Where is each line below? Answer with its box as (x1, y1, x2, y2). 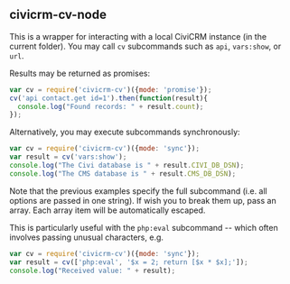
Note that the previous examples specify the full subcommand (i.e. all (9, 185, 268, 197)
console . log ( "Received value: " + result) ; (9, 266, 176, 275)
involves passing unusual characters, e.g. (9, 232, 164, 243)
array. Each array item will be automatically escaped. (9, 205, 206, 215)
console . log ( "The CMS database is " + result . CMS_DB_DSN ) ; (9, 169, 237, 179)
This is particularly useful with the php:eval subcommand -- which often (9, 222, 278, 233)
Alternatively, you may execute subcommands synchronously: (9, 126, 241, 138)
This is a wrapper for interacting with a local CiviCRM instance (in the (9, 31, 267, 41)
